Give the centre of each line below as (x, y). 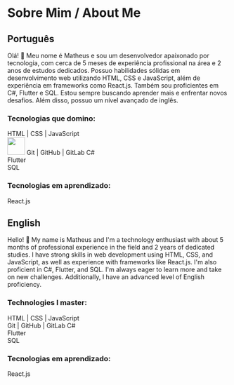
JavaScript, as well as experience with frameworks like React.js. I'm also (112, 262)
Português (31, 39)
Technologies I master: (47, 303)
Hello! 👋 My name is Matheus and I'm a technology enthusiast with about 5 (115, 240)
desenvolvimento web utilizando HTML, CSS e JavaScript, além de (104, 78)
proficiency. (25, 285)
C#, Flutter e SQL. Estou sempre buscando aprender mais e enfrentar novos (117, 93)
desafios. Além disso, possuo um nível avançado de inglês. (93, 100)
